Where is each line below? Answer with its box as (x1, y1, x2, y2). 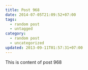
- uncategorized (10, 41, 44, 46)
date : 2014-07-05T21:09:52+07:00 (5, 12, 76, 17)
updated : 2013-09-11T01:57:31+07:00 (5, 45, 83, 50)
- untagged (10, 26, 33, 31)
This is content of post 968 (5, 59, 62, 65)
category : (5, 31, 26, 36)
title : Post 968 (5, 7, 40, 13)
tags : (5, 17, 17, 22)
